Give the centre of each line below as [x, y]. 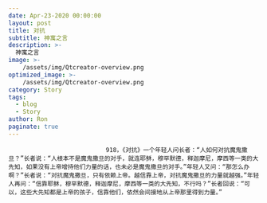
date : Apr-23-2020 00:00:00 [55, 16]
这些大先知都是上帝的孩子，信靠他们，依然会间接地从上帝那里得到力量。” [121, 192]
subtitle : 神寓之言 [38, 38]
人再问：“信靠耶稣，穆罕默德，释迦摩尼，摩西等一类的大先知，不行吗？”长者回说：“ [126, 184]
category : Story [35, 90]
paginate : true [33, 127]
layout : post [30, 23]
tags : [17, 97]
